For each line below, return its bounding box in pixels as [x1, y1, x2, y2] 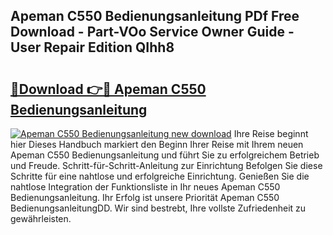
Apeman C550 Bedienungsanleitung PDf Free [10, 8, 300, 25]
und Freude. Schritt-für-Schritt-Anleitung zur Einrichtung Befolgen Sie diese [10, 160, 323, 171]
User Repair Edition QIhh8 [10, 39, 175, 56]
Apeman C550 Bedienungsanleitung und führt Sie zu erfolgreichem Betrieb [10, 149, 320, 161]
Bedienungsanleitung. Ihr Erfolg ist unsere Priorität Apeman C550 [10, 192, 280, 203]
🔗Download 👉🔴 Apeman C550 [10, 80, 207, 98]
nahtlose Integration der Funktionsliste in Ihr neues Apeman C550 [10, 181, 281, 193]
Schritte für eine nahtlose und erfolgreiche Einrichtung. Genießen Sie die [10, 170, 310, 182]
